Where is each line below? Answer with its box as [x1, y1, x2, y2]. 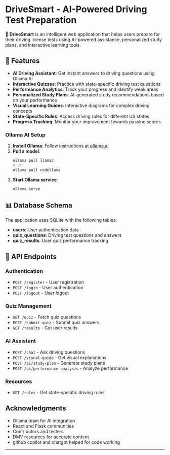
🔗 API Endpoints [5, 252, 57, 261]
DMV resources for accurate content [12, 434, 90, 440]
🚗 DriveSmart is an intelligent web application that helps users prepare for [5, 31, 160, 37]
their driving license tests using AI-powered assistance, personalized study [5, 37, 162, 43]
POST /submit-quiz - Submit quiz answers [12, 320, 100, 326]
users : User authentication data [12, 227, 79, 233]
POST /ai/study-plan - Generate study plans [12, 360, 105, 366]
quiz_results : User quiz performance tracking [12, 237, 109, 244]
